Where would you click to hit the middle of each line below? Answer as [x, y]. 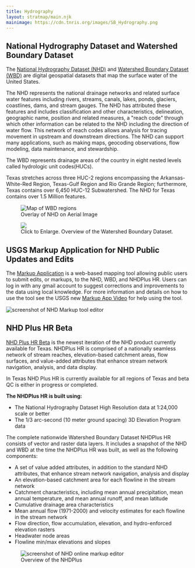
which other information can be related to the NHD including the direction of [97, 124]
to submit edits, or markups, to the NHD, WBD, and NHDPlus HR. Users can [96, 279]
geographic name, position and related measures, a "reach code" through [95, 118]
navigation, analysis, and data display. [52, 367]
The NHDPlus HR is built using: [44, 396]
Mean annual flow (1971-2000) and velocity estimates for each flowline [100, 511]
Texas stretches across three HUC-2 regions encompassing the [83, 178]
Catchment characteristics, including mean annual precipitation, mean [99, 492]
